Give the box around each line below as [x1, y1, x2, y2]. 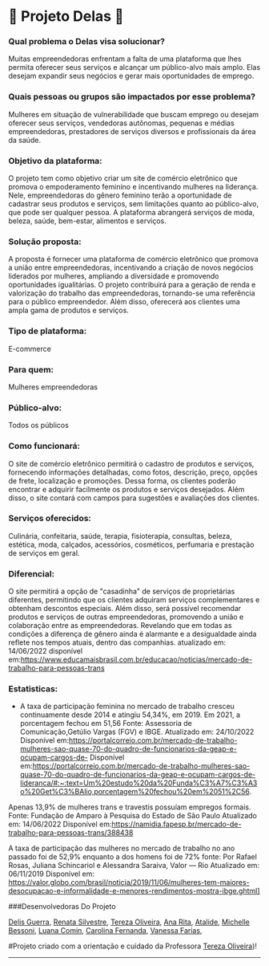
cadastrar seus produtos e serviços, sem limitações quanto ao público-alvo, [8, 199, 259, 209]
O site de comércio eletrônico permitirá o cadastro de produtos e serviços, [8, 459, 255, 468]
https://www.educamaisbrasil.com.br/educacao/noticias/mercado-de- [20, 654, 253, 665]
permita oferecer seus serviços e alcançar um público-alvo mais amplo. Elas [8, 63, 261, 72]
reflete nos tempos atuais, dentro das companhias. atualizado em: [8, 638, 227, 647]
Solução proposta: [8, 236, 82, 247]
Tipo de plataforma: [8, 325, 87, 336]
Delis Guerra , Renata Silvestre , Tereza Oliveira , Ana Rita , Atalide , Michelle [8, 917, 251, 927]
